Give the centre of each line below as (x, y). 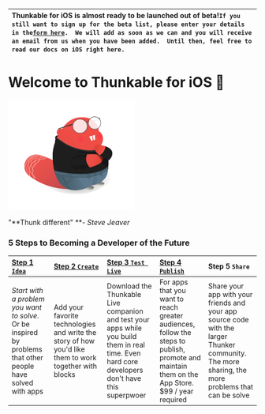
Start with (27, 290)
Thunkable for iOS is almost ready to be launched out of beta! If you (126, 15)
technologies (75, 324)
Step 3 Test (126, 262)
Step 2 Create (77, 266)
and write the (75, 332)
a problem (28, 299)
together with (75, 366)
